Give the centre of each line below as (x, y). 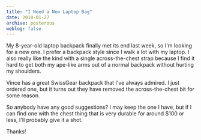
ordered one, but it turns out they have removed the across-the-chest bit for (100, 89)
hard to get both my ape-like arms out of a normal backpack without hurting (100, 65)
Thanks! (16, 132)
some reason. (23, 96)
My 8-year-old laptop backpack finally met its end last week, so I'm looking (99, 46)
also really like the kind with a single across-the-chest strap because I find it (100, 58)
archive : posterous (31, 23)
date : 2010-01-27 (28, 17)
